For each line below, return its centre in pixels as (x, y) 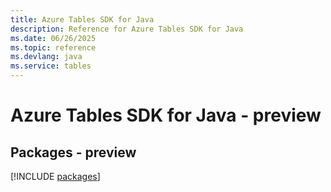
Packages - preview (73, 152)
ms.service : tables (51, 66)
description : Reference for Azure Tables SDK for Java (127, 29)
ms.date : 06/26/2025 (53, 38)
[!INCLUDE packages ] (55, 176)
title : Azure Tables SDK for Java (82, 19)
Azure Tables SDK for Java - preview (166, 115)
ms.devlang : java (46, 57)
